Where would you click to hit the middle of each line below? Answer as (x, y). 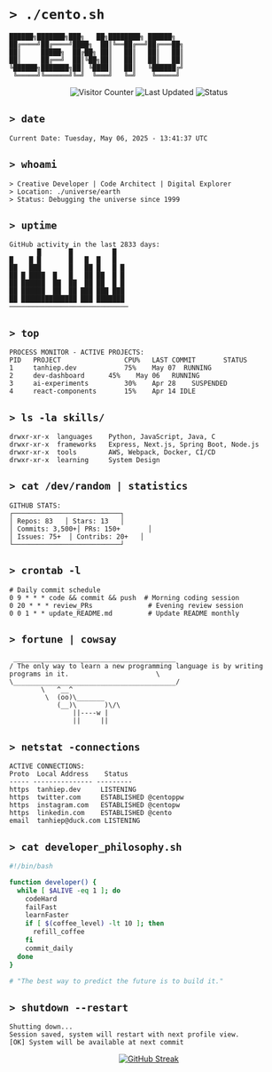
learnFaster (47, 916)
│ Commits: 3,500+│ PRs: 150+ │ (81, 529)
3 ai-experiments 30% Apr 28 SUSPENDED (118, 384)
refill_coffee (59, 932)
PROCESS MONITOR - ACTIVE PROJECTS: (77, 353)
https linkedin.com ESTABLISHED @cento (91, 813)
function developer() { (53, 882)
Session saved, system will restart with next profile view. (124, 1035)
